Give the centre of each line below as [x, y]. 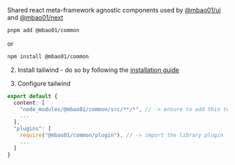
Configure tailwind [44, 83]
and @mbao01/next [35, 17]
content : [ [29, 103]
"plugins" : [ [33, 129]
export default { [33, 96]
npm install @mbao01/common [48, 56]
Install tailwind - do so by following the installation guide [98, 70]
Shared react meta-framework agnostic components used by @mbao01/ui [114, 10]
